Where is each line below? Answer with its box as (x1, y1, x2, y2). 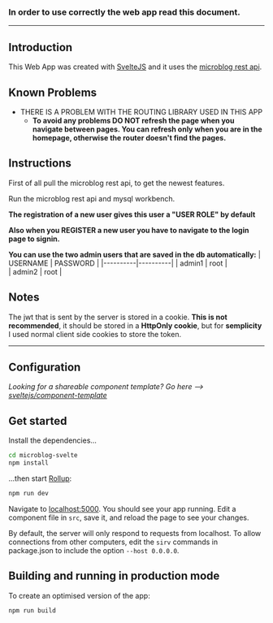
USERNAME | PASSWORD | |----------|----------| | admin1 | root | (8, 258, 227, 268)
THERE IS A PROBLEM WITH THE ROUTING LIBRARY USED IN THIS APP (19, 106, 262, 116)
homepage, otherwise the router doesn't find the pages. (32, 132, 227, 142)
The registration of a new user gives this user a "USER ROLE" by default (8, 210, 256, 219)
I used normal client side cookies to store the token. (8, 329, 181, 339)
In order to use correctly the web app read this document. (8, 6, 241, 18)
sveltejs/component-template (8, 391, 107, 400)
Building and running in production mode (8, 569, 220, 583)
